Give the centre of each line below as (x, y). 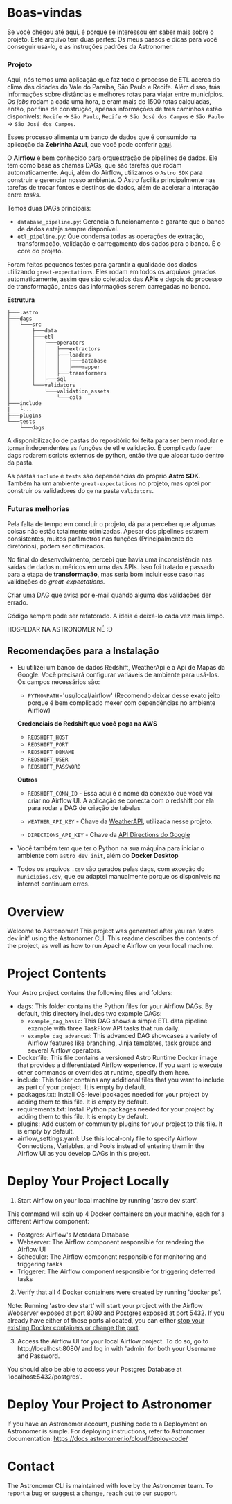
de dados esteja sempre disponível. (68, 229)
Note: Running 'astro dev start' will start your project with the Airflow (105, 1306)
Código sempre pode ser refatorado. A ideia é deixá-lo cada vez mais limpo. (116, 616)
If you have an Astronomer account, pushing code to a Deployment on (107, 1424)
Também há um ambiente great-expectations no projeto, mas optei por (109, 483)
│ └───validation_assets (59, 392)
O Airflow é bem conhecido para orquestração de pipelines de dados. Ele (113, 158)
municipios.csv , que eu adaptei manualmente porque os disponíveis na (119, 877)
